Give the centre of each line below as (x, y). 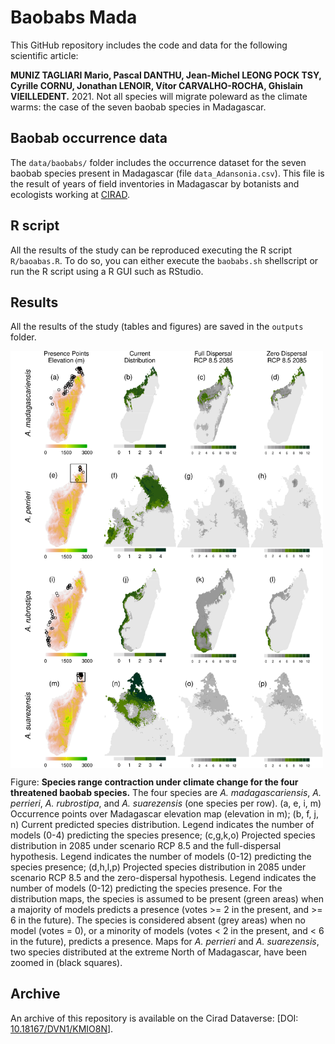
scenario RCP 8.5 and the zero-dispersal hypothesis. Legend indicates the (163, 878)
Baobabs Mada (74, 17)
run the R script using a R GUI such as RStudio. (107, 271)
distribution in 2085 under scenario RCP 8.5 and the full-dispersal (146, 846)
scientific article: (44, 55)
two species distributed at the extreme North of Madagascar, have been (158, 952)
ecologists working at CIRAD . (70, 194)
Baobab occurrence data (89, 138)
